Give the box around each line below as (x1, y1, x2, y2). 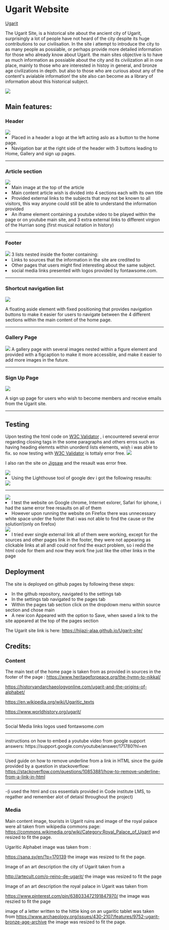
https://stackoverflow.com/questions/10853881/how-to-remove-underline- (5, 769, 160, 775)
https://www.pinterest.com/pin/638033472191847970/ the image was (5, 893, 150, 899)
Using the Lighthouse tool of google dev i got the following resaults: (12, 474, 152, 481)
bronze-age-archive (5, 919, 47, 925)
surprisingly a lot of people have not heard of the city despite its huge (5, 35, 150, 41)
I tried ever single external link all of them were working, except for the (12, 531, 158, 537)
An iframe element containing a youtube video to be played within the (12, 211, 156, 217)
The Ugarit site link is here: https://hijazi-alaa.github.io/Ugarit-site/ (5, 627, 143, 633)
